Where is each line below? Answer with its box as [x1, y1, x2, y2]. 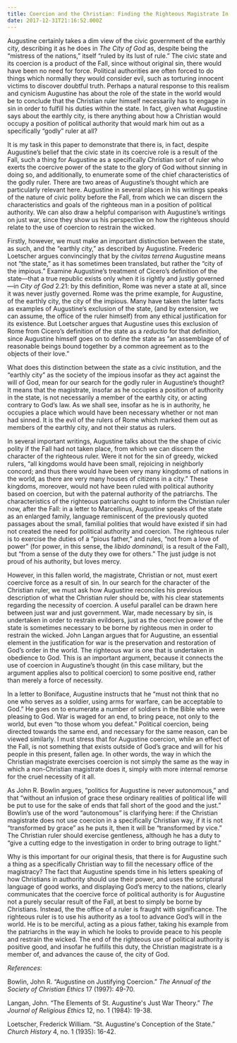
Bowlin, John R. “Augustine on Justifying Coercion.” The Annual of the [7, 977, 212, 986]
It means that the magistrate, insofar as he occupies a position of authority [7, 385, 224, 394]
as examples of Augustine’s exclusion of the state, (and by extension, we [7, 304, 219, 313]
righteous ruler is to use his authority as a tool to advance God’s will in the [7, 912, 222, 921]
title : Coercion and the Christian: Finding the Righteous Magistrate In [7, 10, 229, 18]
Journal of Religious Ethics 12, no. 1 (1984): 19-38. [7, 1006, 153, 1015]
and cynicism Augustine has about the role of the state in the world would [7, 89, 221, 98]
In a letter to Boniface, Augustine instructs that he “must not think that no [7, 689, 219, 698]
